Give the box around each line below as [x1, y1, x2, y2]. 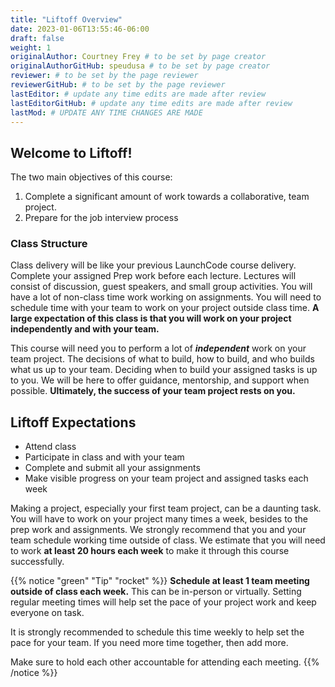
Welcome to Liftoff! [10, 144, 133, 161]
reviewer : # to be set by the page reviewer [10, 71, 199, 81]
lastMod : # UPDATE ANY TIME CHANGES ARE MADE [10, 107, 203, 118]
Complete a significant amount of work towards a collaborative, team [24, 191, 310, 203]
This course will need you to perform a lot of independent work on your [10, 342, 307, 355]
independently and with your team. [10, 323, 160, 335]
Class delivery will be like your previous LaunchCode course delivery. [10, 259, 297, 271]
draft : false [10, 33, 65, 43]
